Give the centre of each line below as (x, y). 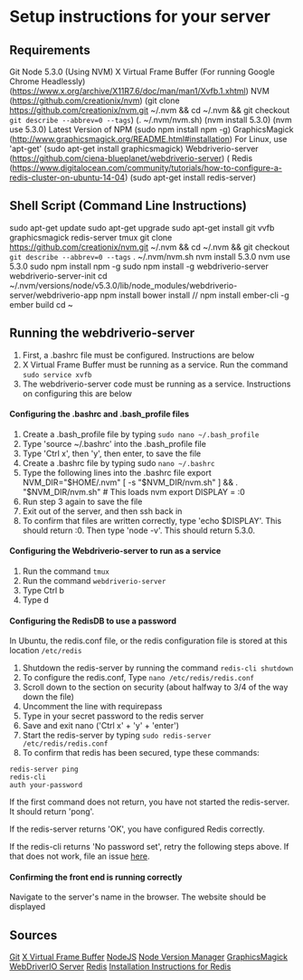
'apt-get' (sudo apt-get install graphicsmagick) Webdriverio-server (134, 148)
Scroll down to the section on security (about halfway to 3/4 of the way (155, 687)
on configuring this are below (77, 393)
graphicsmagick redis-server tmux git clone (91, 237)
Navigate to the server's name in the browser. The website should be (138, 897)
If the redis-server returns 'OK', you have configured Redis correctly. (137, 829)
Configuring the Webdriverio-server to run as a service (115, 551)
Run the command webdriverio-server (94, 581)
